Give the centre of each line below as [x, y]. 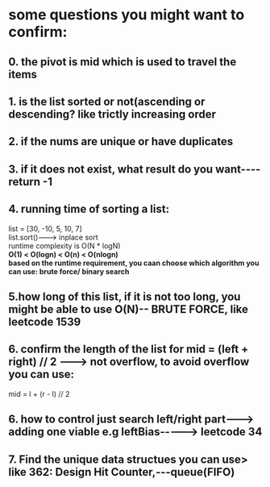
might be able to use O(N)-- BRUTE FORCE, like [128, 309]
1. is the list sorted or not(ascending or [107, 101]
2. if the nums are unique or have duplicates [121, 142]
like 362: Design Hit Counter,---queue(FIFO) [122, 472]
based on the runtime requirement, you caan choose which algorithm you [134, 263]
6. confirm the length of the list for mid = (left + [129, 350]
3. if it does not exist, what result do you [111, 169]
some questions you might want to [127, 15]
